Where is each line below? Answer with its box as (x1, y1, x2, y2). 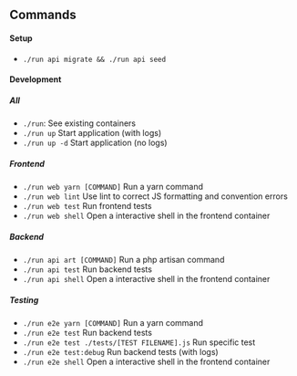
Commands (9, 7, 77, 23)
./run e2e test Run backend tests (22, 328, 153, 339)
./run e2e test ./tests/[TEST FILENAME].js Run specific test (22, 337, 256, 348)
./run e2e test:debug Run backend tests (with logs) (22, 347, 219, 358)
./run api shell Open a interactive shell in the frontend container (22, 274, 271, 285)
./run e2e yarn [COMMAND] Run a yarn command (22, 318, 203, 329)
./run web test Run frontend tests (22, 201, 152, 212)
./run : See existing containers (22, 118, 137, 129)
